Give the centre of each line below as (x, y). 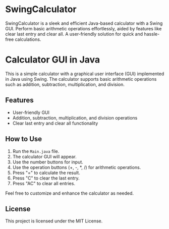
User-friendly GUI (31, 112)
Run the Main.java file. (36, 151)
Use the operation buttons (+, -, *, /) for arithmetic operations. (77, 167)
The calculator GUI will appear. (44, 156)
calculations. (28, 39)
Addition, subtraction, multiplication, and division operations (75, 118)
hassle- (152, 34)
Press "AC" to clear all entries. (44, 183)
